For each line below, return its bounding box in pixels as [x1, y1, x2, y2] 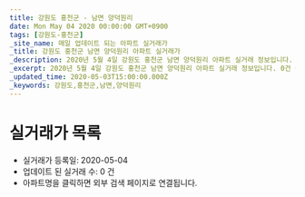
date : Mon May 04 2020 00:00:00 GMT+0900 [9, 22, 169, 31]
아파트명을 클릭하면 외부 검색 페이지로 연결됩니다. [22, 177, 198, 188]
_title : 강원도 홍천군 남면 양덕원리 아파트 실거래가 [9, 47, 181, 56]
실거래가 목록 [9, 123, 102, 143]
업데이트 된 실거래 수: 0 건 [22, 165, 115, 177]
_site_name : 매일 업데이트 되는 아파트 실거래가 [9, 38, 168, 48]
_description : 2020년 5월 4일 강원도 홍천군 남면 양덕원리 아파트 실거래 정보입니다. [9, 55, 293, 64]
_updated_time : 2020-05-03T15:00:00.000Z [9, 73, 169, 82]
